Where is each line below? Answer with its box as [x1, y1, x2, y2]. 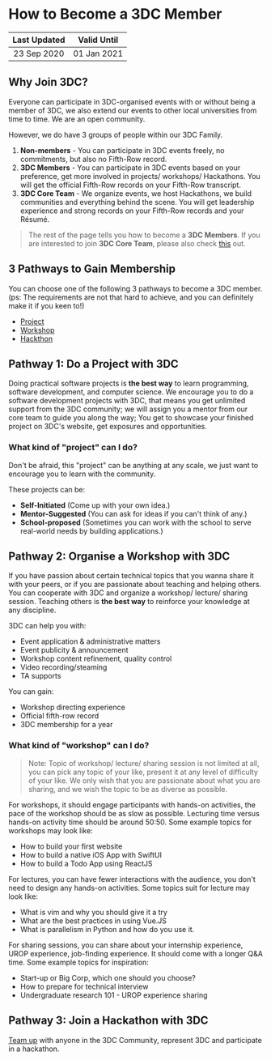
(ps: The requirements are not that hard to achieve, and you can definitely [8, 292, 254, 302]
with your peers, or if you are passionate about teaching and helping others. [8, 580, 261, 590]
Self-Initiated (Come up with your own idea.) [19, 500, 171, 510]
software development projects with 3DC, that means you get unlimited [8, 396, 246, 406]
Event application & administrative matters [19, 636, 161, 646]
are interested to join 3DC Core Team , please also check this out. [28, 238, 246, 248]
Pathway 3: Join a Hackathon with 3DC [8, 1014, 209, 1028]
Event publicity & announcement [19, 645, 129, 655]
